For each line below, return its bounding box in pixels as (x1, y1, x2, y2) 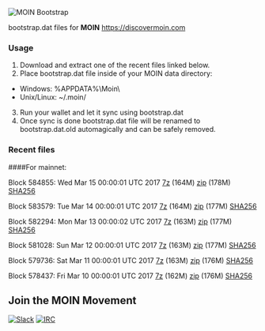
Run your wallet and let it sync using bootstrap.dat (19, 107, 184, 118)
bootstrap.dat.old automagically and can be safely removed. (19, 125, 216, 134)
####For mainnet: (8, 162, 67, 171)
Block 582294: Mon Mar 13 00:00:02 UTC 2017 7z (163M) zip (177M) (8, 216, 233, 226)
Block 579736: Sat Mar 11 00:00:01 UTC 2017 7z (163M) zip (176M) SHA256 (8, 255, 253, 265)
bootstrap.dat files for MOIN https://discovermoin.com (8, 23, 186, 32)
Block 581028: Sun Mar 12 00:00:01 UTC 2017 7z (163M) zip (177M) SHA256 (8, 240, 256, 250)
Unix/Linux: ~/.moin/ (19, 92, 87, 102)
